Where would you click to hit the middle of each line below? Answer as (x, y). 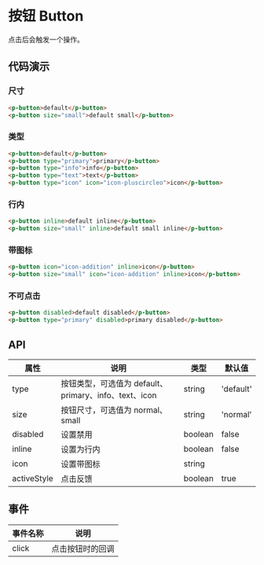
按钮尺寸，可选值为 (96, 410)
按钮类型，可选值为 (96, 384)
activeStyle (33, 478)
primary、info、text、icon (109, 395)
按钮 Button (46, 16)
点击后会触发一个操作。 (46, 39)
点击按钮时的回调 (83, 548)
